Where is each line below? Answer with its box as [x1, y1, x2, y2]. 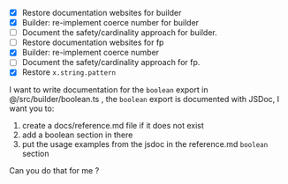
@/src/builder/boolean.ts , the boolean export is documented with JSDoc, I [9, 94, 280, 105]
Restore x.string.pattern [21, 67, 117, 77]
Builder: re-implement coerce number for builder [21, 18, 200, 28]
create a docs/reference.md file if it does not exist [21, 121, 205, 131]
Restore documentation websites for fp [21, 37, 164, 48]
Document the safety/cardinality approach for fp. [21, 57, 201, 68]
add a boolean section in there [21, 129, 133, 140]
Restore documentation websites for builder [21, 8, 182, 18]
